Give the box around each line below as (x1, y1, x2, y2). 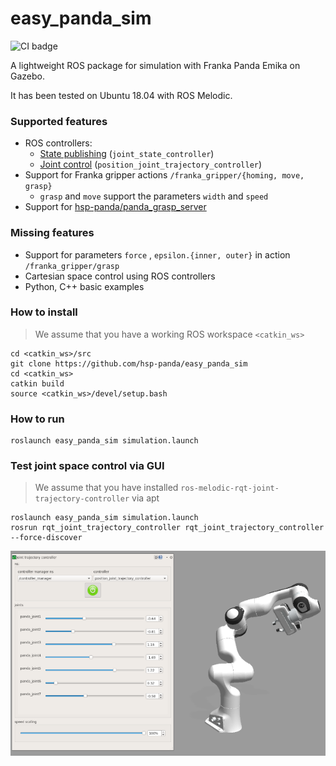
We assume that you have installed (34, 482, 179, 494)
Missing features (10, 226, 95, 240)
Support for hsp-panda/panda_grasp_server (24, 201, 207, 213)
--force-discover (10, 533, 83, 543)
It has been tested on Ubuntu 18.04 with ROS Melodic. (10, 89, 233, 101)
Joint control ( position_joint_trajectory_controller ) (39, 158, 263, 171)
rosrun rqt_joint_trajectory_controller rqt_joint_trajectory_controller (10, 523, 325, 533)
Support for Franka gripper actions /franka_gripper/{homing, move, (24, 169, 305, 181)
